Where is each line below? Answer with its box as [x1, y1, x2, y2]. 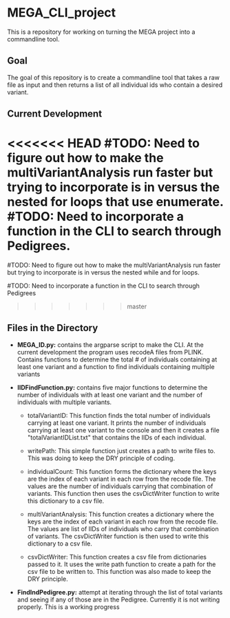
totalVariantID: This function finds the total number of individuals [27, 411, 211, 419]
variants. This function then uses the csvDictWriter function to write [27, 489, 220, 497]
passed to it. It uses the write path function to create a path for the [27, 560, 216, 568]
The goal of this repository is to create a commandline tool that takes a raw [7, 73, 220, 81]
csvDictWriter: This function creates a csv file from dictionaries [27, 552, 207, 561]
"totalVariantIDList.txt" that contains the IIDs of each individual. [27, 433, 207, 441]
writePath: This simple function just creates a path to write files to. [27, 446, 216, 455]
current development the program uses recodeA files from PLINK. [17, 348, 204, 356]
